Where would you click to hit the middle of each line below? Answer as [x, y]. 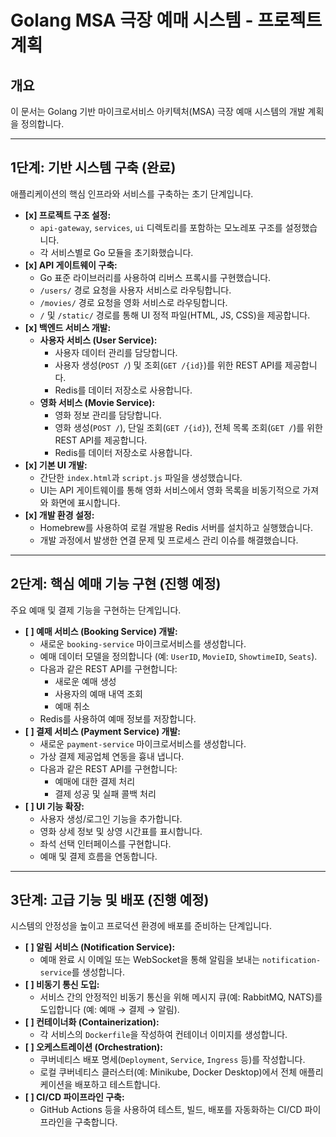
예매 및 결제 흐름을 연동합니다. [98, 856]
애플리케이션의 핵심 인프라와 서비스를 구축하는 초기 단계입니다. [132, 193]
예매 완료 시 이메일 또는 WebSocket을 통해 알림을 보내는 [150, 960]
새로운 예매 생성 [85, 681]
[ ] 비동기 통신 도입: [62, 985]
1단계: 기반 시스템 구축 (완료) [93, 167]
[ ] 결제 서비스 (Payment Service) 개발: [102, 731]
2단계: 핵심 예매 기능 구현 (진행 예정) [116, 584]
